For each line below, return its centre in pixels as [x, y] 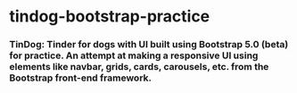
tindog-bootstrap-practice [110, 17]
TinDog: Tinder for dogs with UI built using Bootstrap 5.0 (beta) [149, 45]
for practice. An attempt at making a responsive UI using [134, 55]
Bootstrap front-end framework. [80, 78]
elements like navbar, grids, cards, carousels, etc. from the [139, 67]
